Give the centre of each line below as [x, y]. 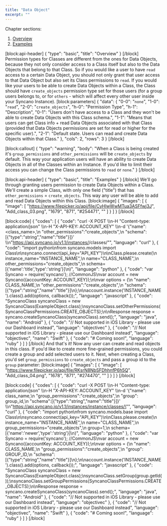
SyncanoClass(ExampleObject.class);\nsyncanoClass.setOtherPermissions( [83, 306]
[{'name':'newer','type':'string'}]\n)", [42, 433]
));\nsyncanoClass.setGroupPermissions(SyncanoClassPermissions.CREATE [83, 481]
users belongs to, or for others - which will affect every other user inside [80, 96]
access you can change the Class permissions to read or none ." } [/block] [80, 170]
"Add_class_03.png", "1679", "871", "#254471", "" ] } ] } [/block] [70, 211]
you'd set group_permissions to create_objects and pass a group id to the [81, 359]
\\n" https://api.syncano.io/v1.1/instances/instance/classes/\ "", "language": [81, 406]
